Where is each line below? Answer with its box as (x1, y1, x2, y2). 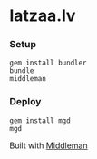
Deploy (9, 95, 42, 108)
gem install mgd (9, 115, 71, 125)
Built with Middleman (9, 140, 88, 151)
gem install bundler (9, 58, 88, 68)
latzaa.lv (9, 5, 76, 26)
